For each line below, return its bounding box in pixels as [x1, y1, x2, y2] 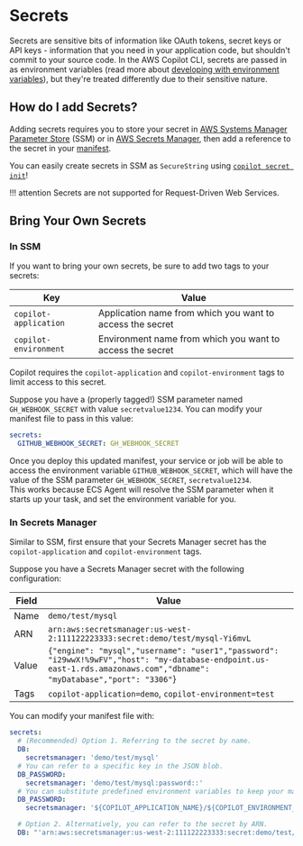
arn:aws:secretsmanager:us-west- [48, 624, 192, 635]
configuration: [9, 573, 61, 584]
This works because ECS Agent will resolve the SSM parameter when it [9, 484, 274, 496]
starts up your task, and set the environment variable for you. [9, 494, 237, 505]
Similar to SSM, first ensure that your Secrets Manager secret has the [9, 537, 268, 548]
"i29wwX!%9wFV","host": [48, 655, 151, 665]
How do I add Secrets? [9, 100, 138, 115]
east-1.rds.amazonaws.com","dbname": [48, 664, 210, 674]
